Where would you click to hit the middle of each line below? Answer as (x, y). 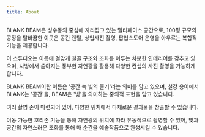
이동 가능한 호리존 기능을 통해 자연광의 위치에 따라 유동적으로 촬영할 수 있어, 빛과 (102, 120)
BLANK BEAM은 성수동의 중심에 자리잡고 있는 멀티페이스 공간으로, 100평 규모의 (102, 30)
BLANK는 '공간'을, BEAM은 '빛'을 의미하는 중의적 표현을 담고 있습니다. (91, 94)
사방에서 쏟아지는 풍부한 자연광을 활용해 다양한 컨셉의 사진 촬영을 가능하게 (107, 66)
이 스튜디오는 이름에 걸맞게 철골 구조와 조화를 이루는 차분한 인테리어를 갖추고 (98, 58)
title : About (23, 12)
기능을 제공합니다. (28, 45)
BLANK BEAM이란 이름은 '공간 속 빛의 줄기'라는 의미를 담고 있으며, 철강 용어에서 (102, 86)
